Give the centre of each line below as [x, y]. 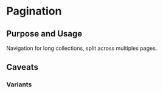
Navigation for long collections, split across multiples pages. [82, 48]
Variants [19, 84]
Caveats [22, 67]
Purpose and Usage [44, 34]
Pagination [34, 11]
